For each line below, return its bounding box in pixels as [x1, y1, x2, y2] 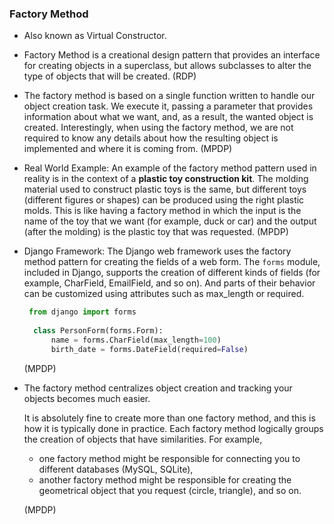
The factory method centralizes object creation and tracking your [23, 382, 293, 394]
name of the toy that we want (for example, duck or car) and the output [23, 215, 317, 227]
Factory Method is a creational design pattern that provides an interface [23, 49, 321, 61]
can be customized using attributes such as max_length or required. [23, 288, 305, 300]
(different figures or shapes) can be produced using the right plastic [23, 194, 305, 206]
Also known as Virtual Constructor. [23, 30, 167, 42]
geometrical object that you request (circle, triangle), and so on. [38, 484, 302, 496]
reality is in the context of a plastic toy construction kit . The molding [23, 173, 309, 185]
